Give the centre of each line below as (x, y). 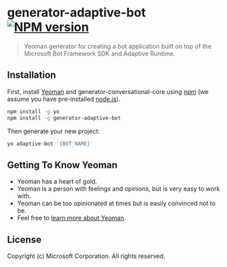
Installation (32, 75)
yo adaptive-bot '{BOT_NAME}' (50, 143)
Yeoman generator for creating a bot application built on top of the (118, 46)
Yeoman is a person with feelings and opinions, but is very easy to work (119, 189)
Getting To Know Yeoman (62, 165)
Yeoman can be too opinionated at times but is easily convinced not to (116, 203)
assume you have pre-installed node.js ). (64, 99)
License (24, 239)
